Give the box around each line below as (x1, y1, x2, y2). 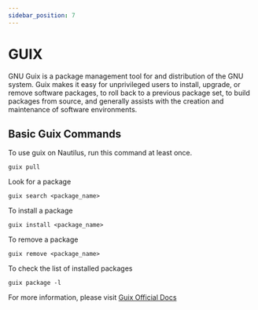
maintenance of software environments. (8, 104, 138, 114)
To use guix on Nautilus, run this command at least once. (8, 148, 193, 158)
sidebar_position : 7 (8, 11, 76, 20)
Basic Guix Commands (8, 127, 122, 140)
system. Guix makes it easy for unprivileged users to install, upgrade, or (8, 79, 241, 89)
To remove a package (8, 235, 79, 244)
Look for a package (8, 177, 72, 187)
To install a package (8, 206, 73, 216)
